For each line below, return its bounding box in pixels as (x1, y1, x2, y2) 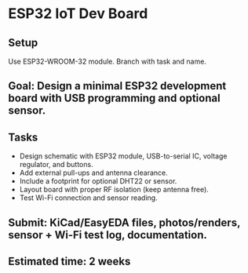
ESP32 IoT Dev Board (8, 5, 148, 23)
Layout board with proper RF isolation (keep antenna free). (19, 185, 210, 195)
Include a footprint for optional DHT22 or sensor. (19, 177, 177, 186)
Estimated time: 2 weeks (8, 254, 131, 268)
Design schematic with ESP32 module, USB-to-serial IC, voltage (19, 151, 228, 161)
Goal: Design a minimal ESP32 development (8, 79, 227, 93)
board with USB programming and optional (8, 92, 221, 105)
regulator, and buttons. (19, 160, 93, 169)
